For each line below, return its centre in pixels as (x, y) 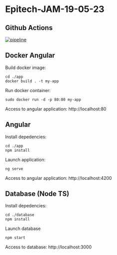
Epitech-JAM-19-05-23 (55, 9)
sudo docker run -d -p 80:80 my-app (43, 99)
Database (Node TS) (37, 194)
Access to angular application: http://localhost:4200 (58, 178)
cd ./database (20, 215)
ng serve (14, 169)
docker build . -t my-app (32, 81)
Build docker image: (26, 67)
